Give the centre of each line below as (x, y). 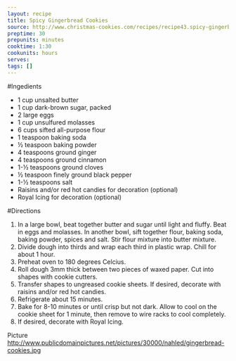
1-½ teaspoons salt (45, 182)
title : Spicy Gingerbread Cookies (58, 20)
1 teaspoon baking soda (52, 137)
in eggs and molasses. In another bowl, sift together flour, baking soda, (120, 232)
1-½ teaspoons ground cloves (60, 167)
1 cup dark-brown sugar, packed (64, 107)
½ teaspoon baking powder (57, 144)
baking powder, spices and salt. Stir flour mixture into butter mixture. (117, 239)
